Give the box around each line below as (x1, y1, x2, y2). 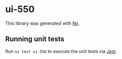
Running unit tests (5, 35, 65, 43)
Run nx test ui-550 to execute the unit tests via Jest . (5, 48, 117, 54)
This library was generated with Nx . (5, 20, 80, 26)
